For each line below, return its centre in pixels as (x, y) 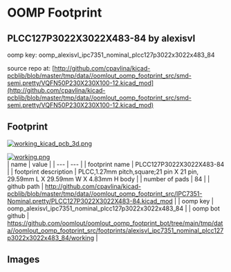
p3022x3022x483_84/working (51, 237)
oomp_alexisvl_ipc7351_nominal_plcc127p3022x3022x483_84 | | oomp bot (113, 208)
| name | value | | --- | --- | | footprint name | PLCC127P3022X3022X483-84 (116, 164)
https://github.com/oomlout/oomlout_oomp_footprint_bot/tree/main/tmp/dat (115, 223)
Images (24, 260)
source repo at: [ (31, 68)
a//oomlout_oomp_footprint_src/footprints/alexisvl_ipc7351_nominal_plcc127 (115, 230)
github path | (25, 186)
